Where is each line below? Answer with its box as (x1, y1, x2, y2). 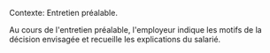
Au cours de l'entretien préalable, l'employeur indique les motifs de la (9, 25, 263, 34)
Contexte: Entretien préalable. (9, 8, 118, 18)
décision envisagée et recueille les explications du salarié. (9, 34, 221, 44)
